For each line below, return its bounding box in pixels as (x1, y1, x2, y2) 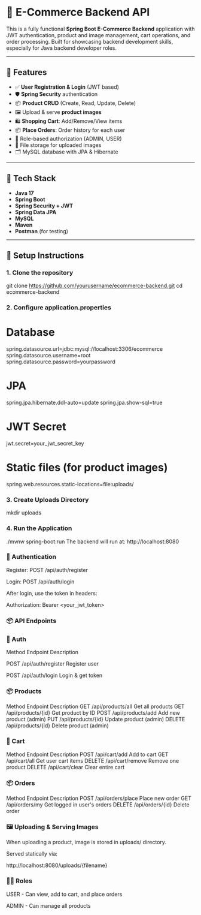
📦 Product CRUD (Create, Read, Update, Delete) (14, 99, 136, 107)
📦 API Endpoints (6, 616, 57, 625)
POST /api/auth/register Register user (6, 660, 99, 667)
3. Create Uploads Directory (6, 495, 89, 504)
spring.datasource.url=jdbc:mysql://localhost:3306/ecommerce (6, 345, 163, 353)
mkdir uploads (6, 509, 42, 516)
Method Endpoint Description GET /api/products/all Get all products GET (6, 703, 185, 710)
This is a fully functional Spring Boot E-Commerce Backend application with (6, 25, 196, 32)
